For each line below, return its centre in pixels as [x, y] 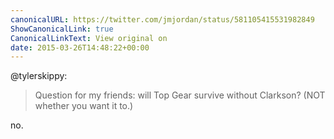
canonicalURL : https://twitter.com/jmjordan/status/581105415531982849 [162, 19]
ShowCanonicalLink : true [62, 29]
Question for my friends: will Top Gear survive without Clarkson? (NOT [180, 95]
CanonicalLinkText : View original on [89, 38]
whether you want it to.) [84, 106]
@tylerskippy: [39, 76]
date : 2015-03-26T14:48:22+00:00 [80, 47]
